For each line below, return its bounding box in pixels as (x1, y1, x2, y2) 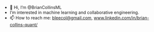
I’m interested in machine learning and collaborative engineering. (9, 10, 139, 15)
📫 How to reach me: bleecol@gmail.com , (9, 15, 93, 21)
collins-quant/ (9, 22, 38, 27)
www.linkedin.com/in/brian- (93, 15, 149, 21)
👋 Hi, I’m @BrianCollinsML (9, 5, 62, 10)
